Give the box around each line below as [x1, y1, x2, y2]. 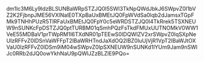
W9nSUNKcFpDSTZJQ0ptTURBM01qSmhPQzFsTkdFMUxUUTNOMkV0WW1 [6, 24, 199, 31]
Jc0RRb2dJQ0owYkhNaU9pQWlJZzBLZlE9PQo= [6, 50, 130, 57]
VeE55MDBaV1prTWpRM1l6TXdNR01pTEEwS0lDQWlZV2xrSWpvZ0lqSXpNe [6, 31, 197, 38]
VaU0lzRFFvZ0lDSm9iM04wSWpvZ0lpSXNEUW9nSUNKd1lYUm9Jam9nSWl [6, 43, 198, 51]
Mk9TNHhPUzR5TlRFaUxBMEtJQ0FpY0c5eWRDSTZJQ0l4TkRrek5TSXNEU [6, 18, 196, 25]
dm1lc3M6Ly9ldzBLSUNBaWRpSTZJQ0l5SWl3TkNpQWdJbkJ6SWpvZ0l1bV [6, 5, 196, 12]
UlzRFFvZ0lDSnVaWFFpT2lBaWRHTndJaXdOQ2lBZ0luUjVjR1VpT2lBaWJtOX [6, 37, 196, 44]
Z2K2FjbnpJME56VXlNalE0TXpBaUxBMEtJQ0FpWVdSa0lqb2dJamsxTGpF [6, 11, 195, 19]
